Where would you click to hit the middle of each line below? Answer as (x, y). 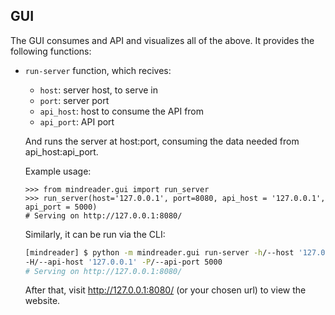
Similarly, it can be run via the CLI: (95, 234)
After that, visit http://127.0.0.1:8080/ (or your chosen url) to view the (165, 290)
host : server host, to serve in (98, 90)
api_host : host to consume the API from (122, 111)
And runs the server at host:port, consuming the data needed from (162, 141)
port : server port (74, 100)
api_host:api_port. (61, 151)
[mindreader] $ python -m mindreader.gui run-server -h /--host (159, 252)
